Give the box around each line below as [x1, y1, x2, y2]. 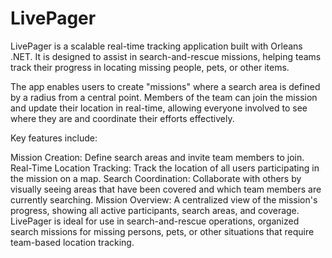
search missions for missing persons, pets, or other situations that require [10, 225, 315, 237]
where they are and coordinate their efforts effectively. [10, 112, 235, 124]
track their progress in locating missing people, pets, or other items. [10, 61, 290, 73]
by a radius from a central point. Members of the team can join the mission [10, 91, 318, 103]
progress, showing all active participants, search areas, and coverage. [10, 204, 300, 216]
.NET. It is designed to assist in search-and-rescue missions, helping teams [10, 50, 322, 62]
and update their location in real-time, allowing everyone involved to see [10, 102, 308, 114]
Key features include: [10, 132, 98, 144]
